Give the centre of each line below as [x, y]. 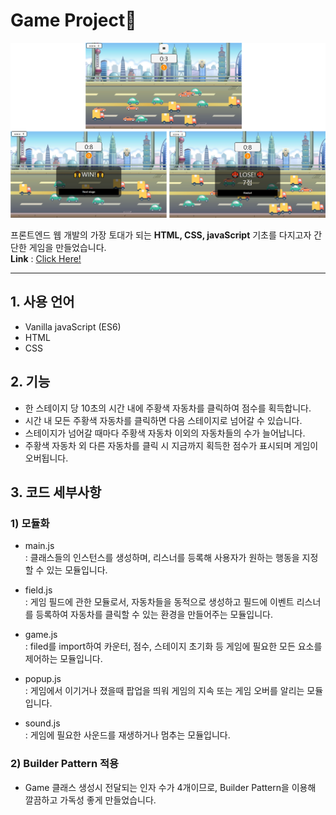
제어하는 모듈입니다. [63, 659]
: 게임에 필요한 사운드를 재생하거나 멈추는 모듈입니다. [127, 735]
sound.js [42, 723]
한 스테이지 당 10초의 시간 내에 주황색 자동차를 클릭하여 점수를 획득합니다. [168, 408]
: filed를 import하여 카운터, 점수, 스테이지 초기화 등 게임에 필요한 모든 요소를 [173, 646]
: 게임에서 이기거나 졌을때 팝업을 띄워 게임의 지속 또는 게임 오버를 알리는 [164, 691]
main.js [39, 546]
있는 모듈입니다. [77, 570]
